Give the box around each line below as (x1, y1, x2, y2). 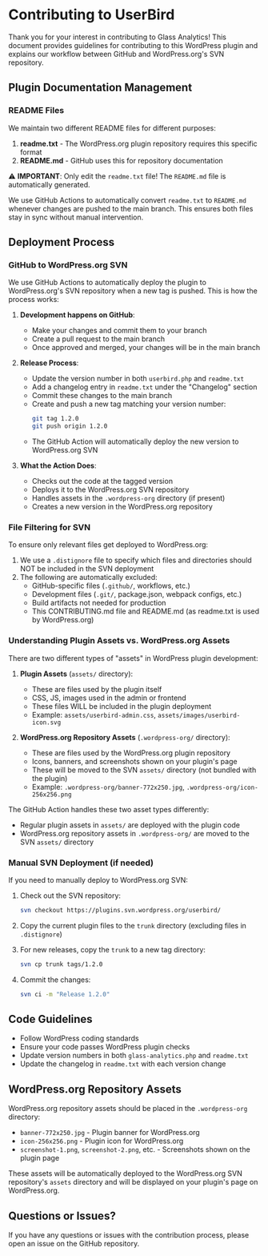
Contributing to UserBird (8, 6, 175, 24)
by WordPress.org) (31, 615, 94, 625)
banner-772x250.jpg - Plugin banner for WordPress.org (19, 1128, 200, 1137)
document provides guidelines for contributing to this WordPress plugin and (8, 40, 258, 50)
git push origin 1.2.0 (31, 422, 108, 430)
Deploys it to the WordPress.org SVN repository (31, 485, 190, 494)
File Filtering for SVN (8, 521, 91, 533)
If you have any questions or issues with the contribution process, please (8, 1230, 250, 1240)
